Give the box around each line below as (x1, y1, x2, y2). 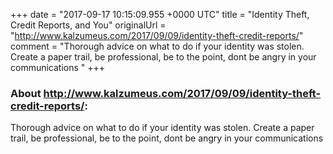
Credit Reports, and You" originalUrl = (10, 19, 167, 31)
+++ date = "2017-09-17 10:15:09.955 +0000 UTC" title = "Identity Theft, (10, 9, 310, 20)
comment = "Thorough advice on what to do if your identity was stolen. (10, 40, 305, 52)
